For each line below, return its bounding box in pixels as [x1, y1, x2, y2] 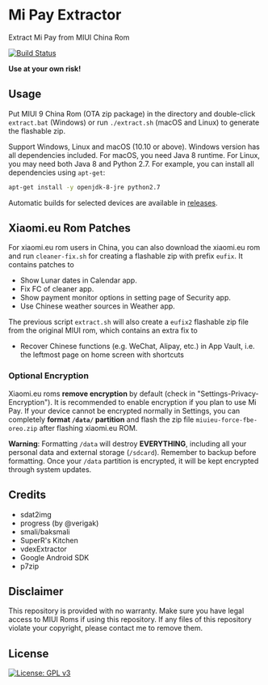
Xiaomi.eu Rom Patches [8, 221, 131, 236]
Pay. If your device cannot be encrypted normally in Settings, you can [8, 406, 241, 415]
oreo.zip [8, 424, 38, 432]
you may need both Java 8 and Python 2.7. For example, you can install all [8, 159, 254, 168]
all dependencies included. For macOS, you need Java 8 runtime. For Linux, [8, 150, 261, 160]
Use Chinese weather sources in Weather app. [19, 301, 175, 311]
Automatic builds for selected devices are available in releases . [8, 198, 218, 207]
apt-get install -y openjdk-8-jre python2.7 [8, 183, 161, 191]
